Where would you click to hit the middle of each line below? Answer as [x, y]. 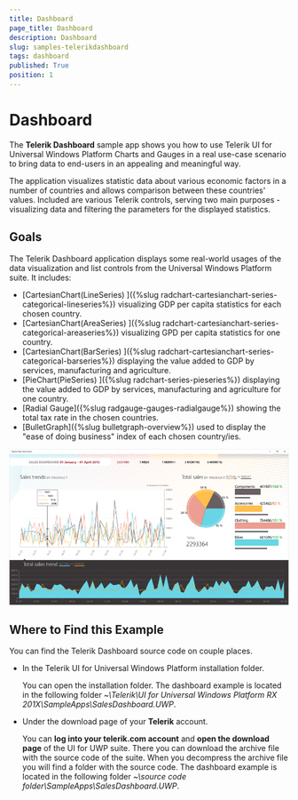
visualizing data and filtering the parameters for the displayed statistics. [140, 209]
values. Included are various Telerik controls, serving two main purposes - [145, 199]
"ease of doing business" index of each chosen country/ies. [131, 436]
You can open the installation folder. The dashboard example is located [152, 685]
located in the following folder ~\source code [104, 777]
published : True [39, 66]
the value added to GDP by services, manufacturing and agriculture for [152, 389]
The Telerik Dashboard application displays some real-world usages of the [145, 259]
